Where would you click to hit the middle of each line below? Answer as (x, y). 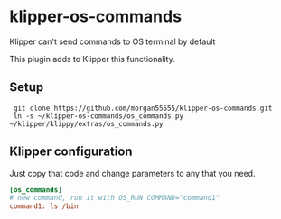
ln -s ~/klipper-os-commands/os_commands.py (98, 116)
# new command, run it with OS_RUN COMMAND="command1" (115, 198)
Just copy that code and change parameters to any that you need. (132, 173)
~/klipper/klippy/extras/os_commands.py (87, 123)
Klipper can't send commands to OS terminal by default (112, 41)
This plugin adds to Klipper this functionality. (92, 59)
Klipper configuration (71, 152)
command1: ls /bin (44, 206)
